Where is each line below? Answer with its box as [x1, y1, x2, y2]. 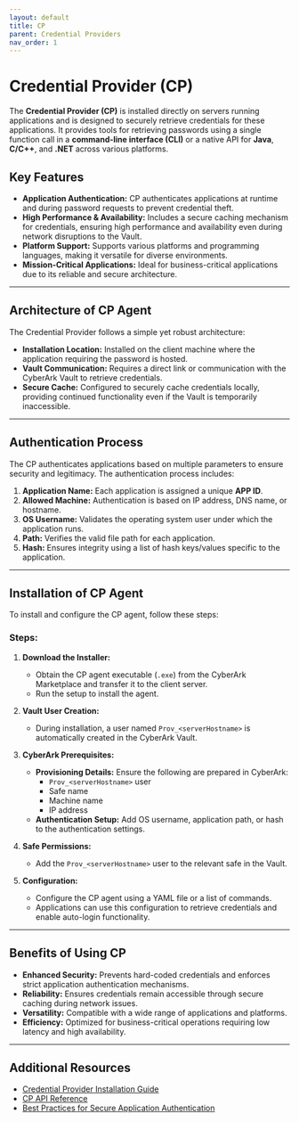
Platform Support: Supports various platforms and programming [21, 241, 260, 250]
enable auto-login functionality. [35, 911, 150, 922]
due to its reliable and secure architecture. [21, 269, 178, 279]
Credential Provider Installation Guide [21, 1084, 159, 1094]
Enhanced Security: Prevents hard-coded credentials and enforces [21, 969, 271, 980]
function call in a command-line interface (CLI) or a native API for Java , [9, 135, 274, 145]
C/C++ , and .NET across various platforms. [9, 143, 169, 154]
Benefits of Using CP [9, 946, 126, 961]
